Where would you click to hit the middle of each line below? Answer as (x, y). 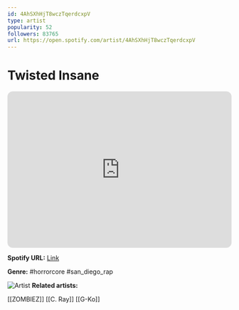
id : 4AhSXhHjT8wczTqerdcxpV (49, 14)
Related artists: (55, 286)
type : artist (27, 21)
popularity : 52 (30, 27)
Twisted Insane (53, 76)
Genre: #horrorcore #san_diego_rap (60, 272)
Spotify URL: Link (33, 258)
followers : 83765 (33, 34)
